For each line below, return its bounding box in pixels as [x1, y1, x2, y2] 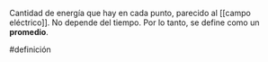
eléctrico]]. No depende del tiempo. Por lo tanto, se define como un [9, 17, 260, 28]
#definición [9, 44, 51, 55]
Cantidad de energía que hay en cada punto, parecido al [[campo [9, 8, 252, 18]
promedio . [9, 27, 49, 37]
